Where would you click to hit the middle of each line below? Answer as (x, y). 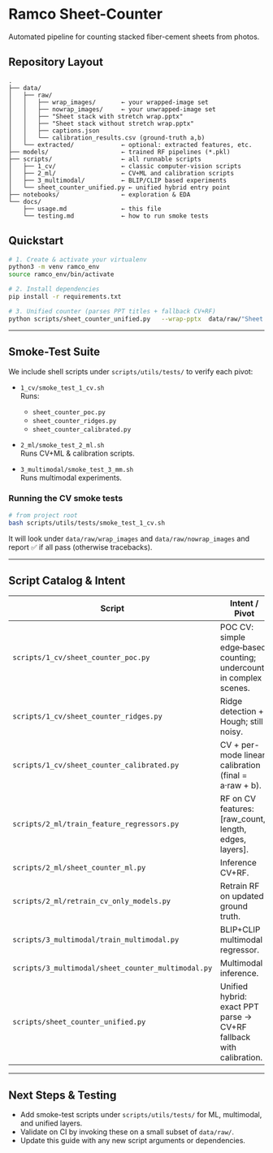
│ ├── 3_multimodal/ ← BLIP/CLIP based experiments (118, 180)
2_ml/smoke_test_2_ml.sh (62, 445)
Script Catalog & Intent (67, 580)
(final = (234, 775)
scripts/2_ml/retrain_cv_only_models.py (91, 901)
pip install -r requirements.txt (65, 297)
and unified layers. (51, 1123)
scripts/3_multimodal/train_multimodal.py (96, 940)
